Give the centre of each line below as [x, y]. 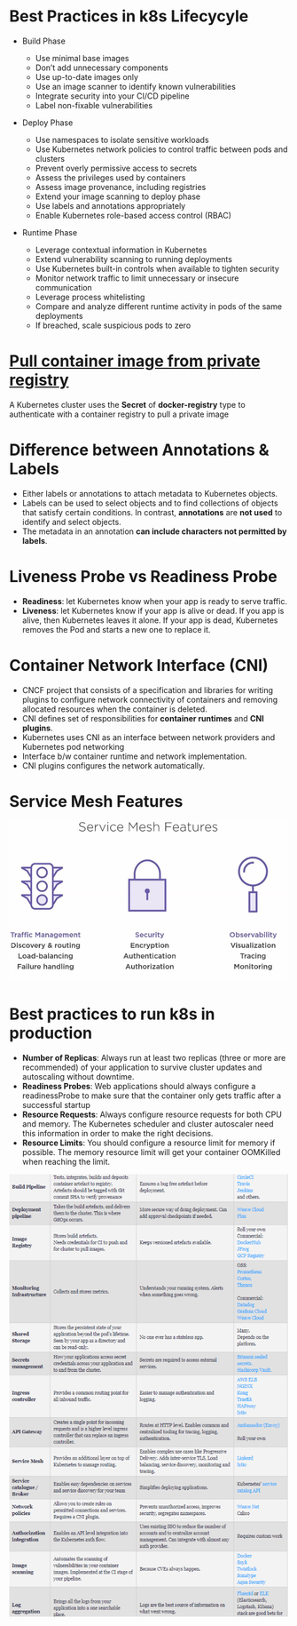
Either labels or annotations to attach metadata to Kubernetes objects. [150, 493]
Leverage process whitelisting [90, 297]
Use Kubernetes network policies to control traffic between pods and [161, 149]
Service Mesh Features [96, 801]
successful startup [56, 1105]
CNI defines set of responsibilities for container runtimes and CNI [143, 718]
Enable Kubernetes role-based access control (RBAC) [133, 215]
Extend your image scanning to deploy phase [118, 196]
